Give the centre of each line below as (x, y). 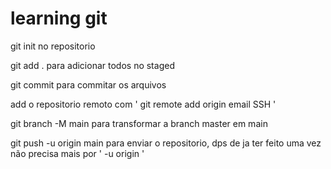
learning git (59, 18)
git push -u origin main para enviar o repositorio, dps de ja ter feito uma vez (166, 143)
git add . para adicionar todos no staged (92, 65)
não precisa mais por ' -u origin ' (77, 153)
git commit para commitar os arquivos (88, 84)
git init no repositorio (53, 46)
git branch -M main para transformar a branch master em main (139, 123)
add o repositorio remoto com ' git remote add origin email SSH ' (143, 104)
